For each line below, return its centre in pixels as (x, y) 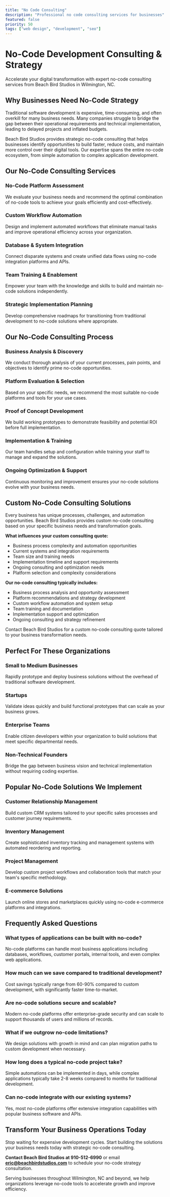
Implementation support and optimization (56, 614)
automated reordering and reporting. (44, 848)
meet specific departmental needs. (42, 741)
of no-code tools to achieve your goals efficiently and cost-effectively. (79, 202)
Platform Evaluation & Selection (45, 381)
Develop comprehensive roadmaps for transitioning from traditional (76, 315)
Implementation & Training (39, 440)
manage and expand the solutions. (41, 457)
